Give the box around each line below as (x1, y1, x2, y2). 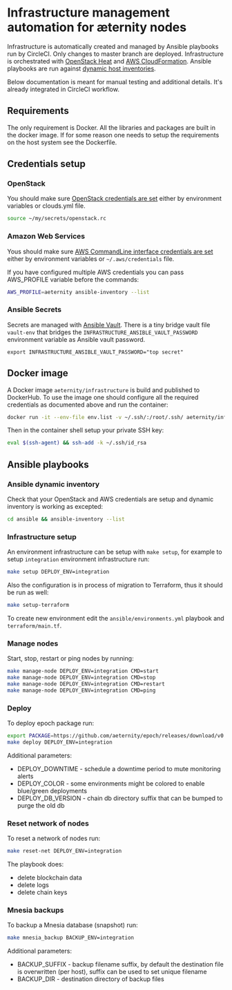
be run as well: (7, 588, 49, 596)
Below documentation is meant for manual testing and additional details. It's (7, 77, 223, 86)
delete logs (17, 880, 50, 889)
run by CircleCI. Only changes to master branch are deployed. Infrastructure (7, 50, 224, 58)
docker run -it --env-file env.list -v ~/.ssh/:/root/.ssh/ (7, 414, 184, 420)
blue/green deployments (17, 786, 88, 795)
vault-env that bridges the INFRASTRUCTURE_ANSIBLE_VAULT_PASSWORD (7, 328, 198, 336)
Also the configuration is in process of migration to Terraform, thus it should (7, 581, 223, 590)
